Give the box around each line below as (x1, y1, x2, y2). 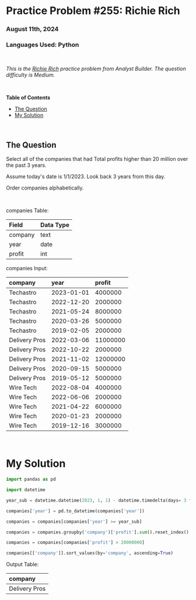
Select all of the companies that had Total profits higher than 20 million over (6, 156, 188, 163)
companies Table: (6, 207, 49, 214)
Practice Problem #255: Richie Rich (6, 4, 180, 18)
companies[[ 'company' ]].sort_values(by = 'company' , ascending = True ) (6, 550, 174, 556)
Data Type (40, 221, 70, 229)
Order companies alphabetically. (6, 184, 84, 191)
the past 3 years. (6, 162, 47, 169)
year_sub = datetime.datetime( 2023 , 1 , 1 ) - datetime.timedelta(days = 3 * (6, 497, 192, 504)
